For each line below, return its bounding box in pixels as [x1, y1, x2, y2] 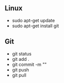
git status [12, 50, 32, 57]
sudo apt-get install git [12, 23, 59, 29]
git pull [12, 72, 26, 78]
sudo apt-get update [12, 17, 55, 23]
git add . [12, 56, 30, 62]
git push [12, 66, 29, 72]
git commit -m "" [12, 61, 47, 67]
